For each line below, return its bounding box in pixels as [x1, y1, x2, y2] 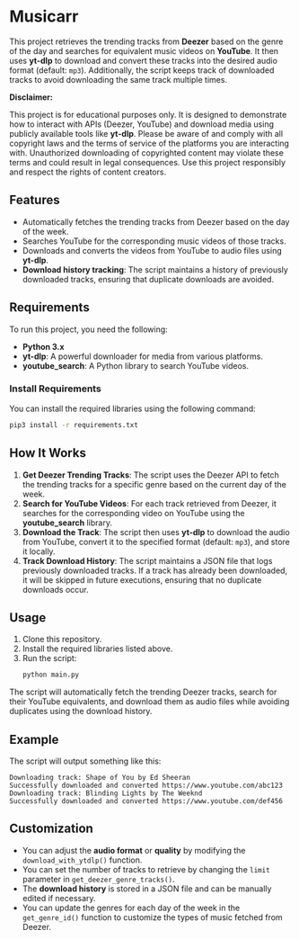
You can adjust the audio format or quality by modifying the [22, 845, 246, 855]
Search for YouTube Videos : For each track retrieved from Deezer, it [22, 497, 277, 509]
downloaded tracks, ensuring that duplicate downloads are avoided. [22, 273, 275, 284]
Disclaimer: [9, 92, 54, 103]
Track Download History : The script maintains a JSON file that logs [22, 555, 273, 566]
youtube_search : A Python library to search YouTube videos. [22, 360, 250, 371]
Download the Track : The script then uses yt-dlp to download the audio [22, 526, 290, 537]
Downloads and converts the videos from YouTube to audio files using [22, 245, 282, 255]
